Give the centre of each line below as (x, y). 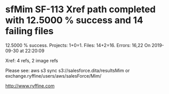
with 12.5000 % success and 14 (74, 20)
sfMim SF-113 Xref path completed (81, 9)
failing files (29, 31)
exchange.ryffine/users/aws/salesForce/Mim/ (53, 76)
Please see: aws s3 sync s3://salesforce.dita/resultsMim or (68, 70)
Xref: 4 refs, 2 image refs (32, 60)
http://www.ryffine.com (30, 86)
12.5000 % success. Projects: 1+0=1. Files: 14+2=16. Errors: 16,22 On (78, 45)
